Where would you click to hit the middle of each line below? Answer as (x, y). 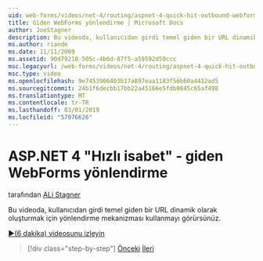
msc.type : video (34, 74)
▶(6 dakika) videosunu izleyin (57, 233)
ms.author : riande (38, 45)
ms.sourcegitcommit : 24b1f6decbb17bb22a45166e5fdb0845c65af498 (113, 88)
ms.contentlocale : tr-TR (49, 103)
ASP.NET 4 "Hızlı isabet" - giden (116, 156)
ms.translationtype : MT (47, 96)
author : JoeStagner (40, 30)
